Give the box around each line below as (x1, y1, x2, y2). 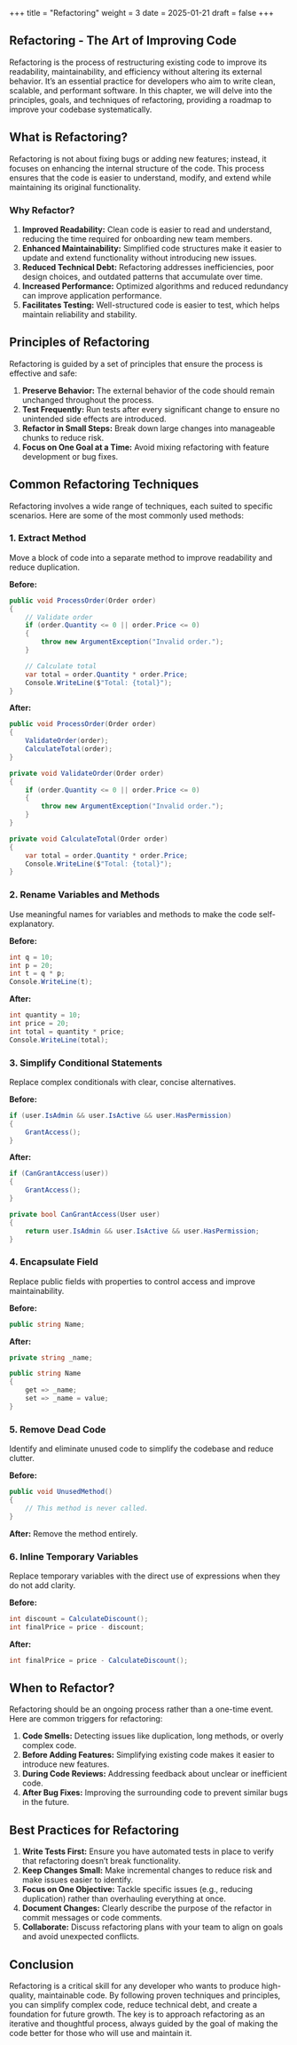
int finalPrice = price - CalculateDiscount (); (9, 1656, 189, 1665)
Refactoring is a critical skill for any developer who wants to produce (9, 1981, 260, 1992)
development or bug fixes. (21, 451, 119, 461)
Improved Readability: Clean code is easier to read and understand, (21, 224, 272, 235)
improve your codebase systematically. (9, 104, 152, 115)
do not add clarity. (9, 1579, 76, 1590)
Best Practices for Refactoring (9, 1822, 180, 1838)
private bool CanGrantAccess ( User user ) (9, 1210, 161, 1218)
